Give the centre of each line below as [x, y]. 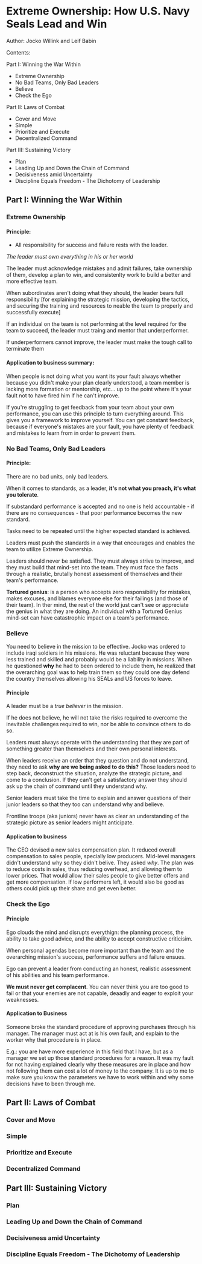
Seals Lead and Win [57, 24]
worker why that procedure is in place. [54, 1039]
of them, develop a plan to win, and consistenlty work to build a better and [99, 275]
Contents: [18, 52]
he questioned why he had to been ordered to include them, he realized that [101, 666]
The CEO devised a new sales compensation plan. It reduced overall [91, 850]
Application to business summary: [50, 363]
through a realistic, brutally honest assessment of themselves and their [94, 574]
